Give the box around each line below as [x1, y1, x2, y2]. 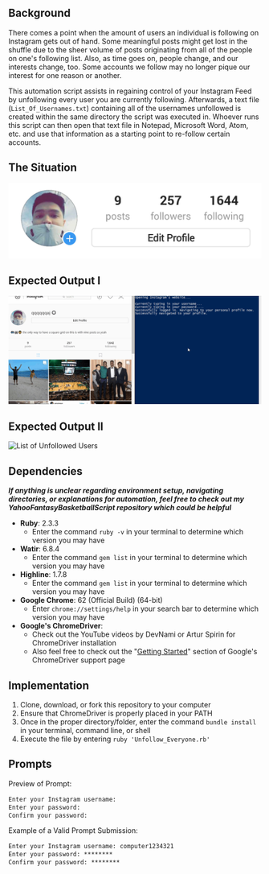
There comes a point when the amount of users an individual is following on [8, 27, 259, 37]
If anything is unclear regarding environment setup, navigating [8, 486, 224, 496]
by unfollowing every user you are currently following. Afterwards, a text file [8, 94, 259, 104]
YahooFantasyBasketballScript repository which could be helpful [8, 503, 231, 513]
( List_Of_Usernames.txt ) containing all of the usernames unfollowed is [8, 103, 242, 113]
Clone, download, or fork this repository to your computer [19, 700, 211, 710]
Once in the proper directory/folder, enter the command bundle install [19, 717, 257, 727]
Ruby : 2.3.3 [19, 518, 59, 528]
